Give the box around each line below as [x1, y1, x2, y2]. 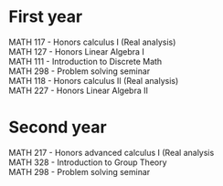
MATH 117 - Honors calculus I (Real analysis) [8, 36, 176, 47]
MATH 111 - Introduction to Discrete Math [8, 56, 163, 67]
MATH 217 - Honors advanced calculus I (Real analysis [8, 147, 215, 158]
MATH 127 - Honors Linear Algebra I [8, 46, 145, 57]
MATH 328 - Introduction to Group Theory [8, 157, 167, 168]
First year [8, 6, 83, 27]
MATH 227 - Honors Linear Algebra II [8, 85, 148, 96]
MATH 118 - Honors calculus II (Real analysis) [8, 75, 179, 86]
